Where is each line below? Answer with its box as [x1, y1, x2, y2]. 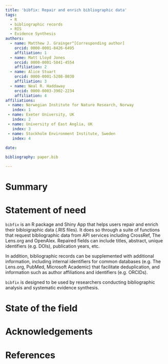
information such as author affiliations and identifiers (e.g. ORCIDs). [5, 269, 148, 275]
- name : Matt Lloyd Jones [10, 55, 66, 60]
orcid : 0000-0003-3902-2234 [14, 88, 74, 94]
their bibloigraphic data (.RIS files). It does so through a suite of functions [5, 227, 160, 233]
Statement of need [5, 204, 86, 216]
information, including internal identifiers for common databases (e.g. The [5, 259, 161, 264]
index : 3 [12, 126, 31, 131]
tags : [5, 12, 17, 17]
